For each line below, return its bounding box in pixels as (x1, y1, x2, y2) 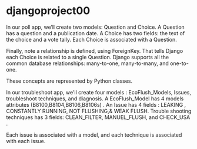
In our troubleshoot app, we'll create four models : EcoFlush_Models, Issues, (6, 89, 191, 96)
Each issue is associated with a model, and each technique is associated (6, 131, 182, 138)
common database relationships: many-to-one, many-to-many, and (6, 60, 169, 67)
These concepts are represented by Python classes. (6, 77, 133, 84)
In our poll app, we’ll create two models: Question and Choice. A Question (6, 23, 185, 31)
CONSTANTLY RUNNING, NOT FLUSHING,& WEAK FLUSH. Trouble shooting (6, 107, 192, 114)
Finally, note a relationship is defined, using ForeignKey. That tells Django (6, 47, 183, 54)
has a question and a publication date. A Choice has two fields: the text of (6, 29, 185, 36)
